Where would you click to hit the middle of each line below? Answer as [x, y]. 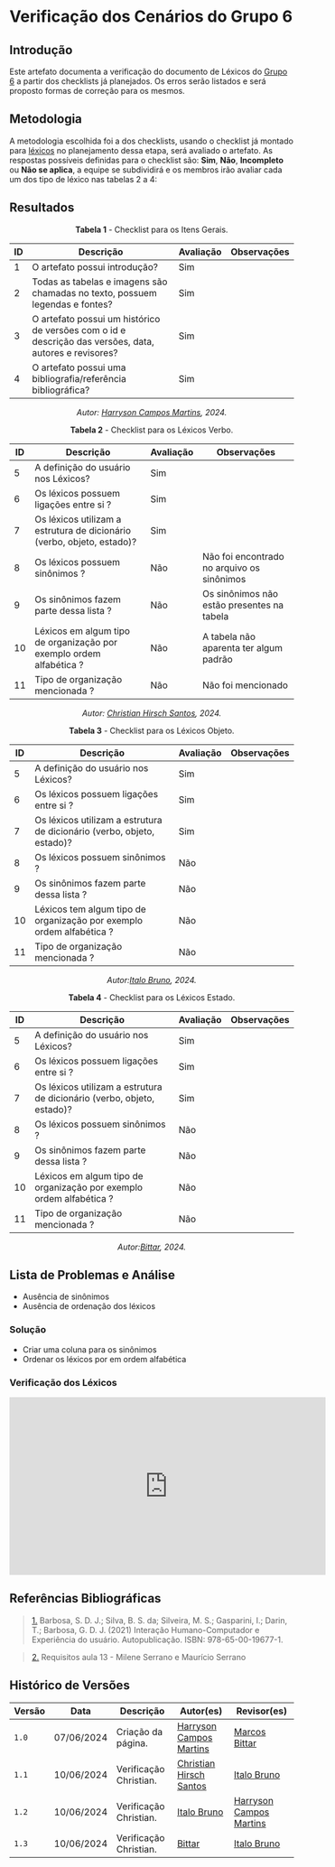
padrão [217, 659]
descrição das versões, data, [93, 341]
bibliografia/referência [79, 378]
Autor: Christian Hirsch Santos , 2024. [152, 713]
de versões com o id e [79, 330]
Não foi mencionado [245, 685]
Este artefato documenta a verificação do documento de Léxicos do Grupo [149, 71]
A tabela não [228, 636]
